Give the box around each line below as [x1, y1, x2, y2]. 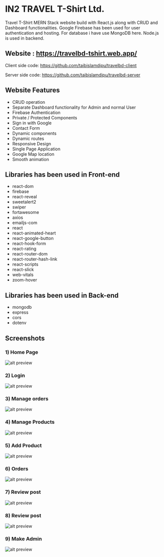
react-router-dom [12, 251, 48, 257]
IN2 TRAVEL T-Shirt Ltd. [5, 3, 105, 15]
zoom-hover [12, 277, 38, 283]
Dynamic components [12, 130, 57, 136]
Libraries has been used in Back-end [5, 291, 119, 300]
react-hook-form [12, 241, 47, 247]
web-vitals [12, 272, 34, 278]
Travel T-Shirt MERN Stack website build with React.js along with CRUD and [5, 20, 158, 25]
